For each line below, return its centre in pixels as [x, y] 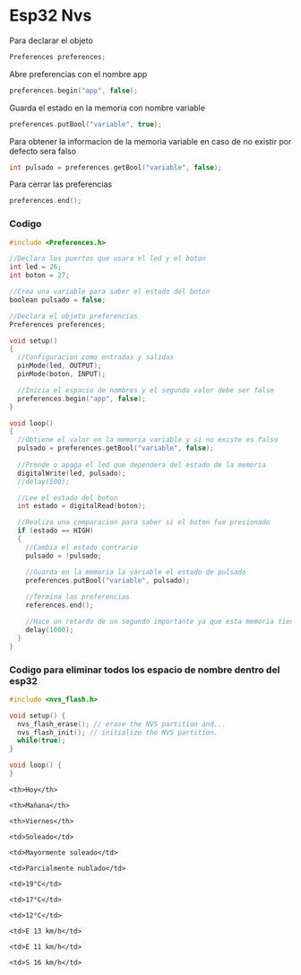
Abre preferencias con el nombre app [78, 74]
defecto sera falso [43, 151]
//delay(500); [43, 481]
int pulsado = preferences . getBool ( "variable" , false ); [116, 167]
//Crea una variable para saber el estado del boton [110, 292]
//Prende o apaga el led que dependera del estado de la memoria [142, 465]
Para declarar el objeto [52, 40]
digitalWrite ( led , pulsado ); [72, 473]
